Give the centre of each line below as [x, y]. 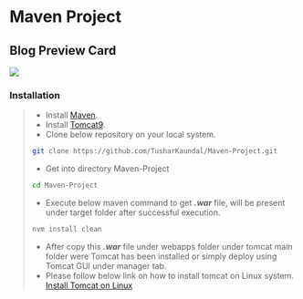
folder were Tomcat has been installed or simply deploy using [161, 256]
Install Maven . [72, 115]
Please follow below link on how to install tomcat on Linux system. [170, 275]
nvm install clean [67, 230]
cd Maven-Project [65, 186]
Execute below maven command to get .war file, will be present [165, 203]
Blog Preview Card [63, 51]
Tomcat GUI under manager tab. [106, 265]
